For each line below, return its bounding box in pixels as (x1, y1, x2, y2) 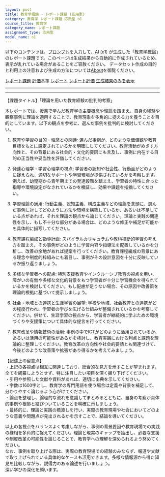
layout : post (5, 7, 32, 12)
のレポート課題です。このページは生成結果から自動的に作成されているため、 (5, 55, 160, 61)
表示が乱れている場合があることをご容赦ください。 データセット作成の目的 (5, 61, 157, 67)
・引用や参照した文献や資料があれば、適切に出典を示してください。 (5, 376, 143, 382)
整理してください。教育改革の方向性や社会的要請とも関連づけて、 (25, 341, 159, 347)
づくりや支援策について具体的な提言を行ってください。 (12, 318, 124, 324)
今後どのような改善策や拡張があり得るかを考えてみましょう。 (12, 347, 137, 353)
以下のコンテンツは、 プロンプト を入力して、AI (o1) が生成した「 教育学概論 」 (5, 49, 159, 55)
